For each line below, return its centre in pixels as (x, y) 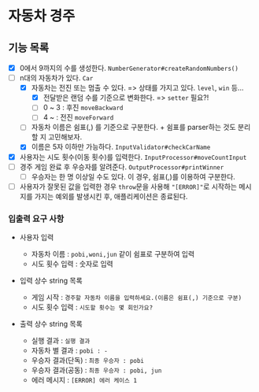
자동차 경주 (42, 16)
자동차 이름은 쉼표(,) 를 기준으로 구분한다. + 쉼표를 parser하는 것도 (133, 128)
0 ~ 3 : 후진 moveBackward (83, 108)
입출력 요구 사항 (36, 219)
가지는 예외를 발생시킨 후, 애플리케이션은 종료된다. (111, 196)
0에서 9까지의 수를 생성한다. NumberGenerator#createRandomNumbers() (129, 68)
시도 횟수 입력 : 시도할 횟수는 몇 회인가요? (92, 307)
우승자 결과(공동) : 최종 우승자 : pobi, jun (96, 370)
